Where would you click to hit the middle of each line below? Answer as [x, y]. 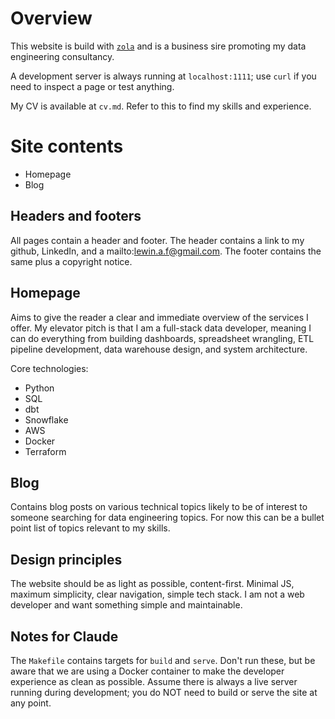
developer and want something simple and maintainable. [126, 605]
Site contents [67, 146]
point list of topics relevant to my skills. [90, 528]
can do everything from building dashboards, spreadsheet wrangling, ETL [162, 338]
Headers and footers [76, 216]
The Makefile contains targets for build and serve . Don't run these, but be [163, 660]
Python [39, 388]
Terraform [45, 451]
